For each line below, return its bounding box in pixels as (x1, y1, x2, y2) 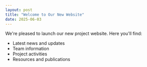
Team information (12, 46, 49, 52)
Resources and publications (12, 56, 70, 62)
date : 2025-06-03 (5, 17, 42, 22)
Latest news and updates (12, 40, 65, 46)
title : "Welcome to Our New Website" (5, 12, 85, 17)
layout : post (5, 7, 33, 13)
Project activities (12, 51, 47, 57)
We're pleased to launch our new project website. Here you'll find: (5, 31, 142, 37)
